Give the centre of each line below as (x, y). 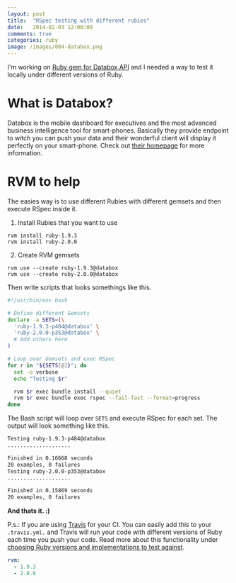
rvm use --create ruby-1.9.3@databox (63, 268)
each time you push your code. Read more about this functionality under (113, 540)
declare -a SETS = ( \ (36, 320)
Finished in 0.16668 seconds (50, 458)
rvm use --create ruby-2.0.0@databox (63, 274)
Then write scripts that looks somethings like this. (79, 287)
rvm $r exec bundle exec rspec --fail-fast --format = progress (107, 398)
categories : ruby (33, 40)
